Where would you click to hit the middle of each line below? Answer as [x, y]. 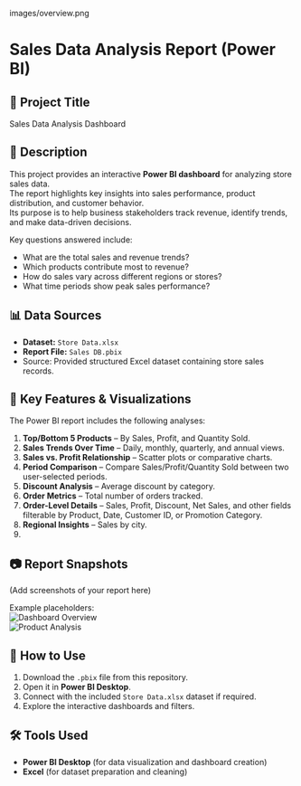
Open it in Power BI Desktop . [76, 687]
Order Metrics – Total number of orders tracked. [113, 496]
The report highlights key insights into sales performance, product [132, 193]
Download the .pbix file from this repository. [105, 677]
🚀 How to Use [47, 655]
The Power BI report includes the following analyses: [108, 421]
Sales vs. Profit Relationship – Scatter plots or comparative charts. [147, 458]
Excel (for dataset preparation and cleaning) [105, 772]
